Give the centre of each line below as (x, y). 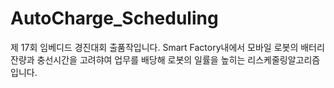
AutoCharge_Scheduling (114, 18)
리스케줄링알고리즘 (284, 59)
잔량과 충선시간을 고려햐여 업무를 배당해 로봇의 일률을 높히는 (128, 59)
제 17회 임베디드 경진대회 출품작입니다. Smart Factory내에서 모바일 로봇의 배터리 (167, 47)
